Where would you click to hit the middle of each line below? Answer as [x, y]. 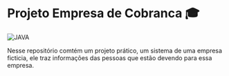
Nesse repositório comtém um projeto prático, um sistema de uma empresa [115, 50]
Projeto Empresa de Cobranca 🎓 [103, 13]
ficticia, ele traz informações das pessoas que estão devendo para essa [110, 58]
